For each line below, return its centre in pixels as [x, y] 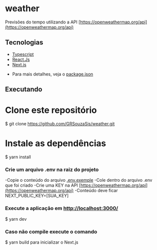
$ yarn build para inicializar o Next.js [42, 242]
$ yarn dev [16, 219]
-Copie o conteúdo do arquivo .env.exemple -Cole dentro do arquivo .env [79, 180]
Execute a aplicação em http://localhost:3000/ [62, 209]
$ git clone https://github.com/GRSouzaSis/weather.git [60, 124]
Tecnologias [24, 43]
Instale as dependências [56, 144]
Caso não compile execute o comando [51, 231]
